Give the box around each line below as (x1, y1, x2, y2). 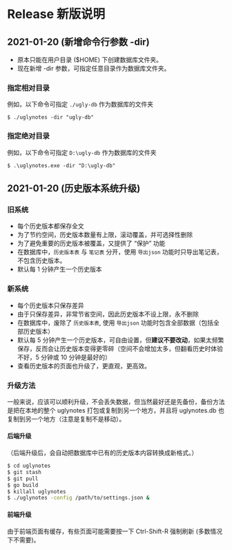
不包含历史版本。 (17, 256, 66, 265)
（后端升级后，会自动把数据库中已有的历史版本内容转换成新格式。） (7, 448, 198, 457)
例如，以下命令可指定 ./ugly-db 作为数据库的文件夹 (7, 100, 154, 108)
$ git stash (7, 468, 41, 475)
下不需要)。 (7, 535, 40, 544)
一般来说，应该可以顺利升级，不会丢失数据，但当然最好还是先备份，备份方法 (7, 397, 225, 406)
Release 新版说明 (7, 6, 106, 22)
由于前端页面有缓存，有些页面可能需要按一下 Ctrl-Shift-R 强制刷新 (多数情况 (7, 527, 223, 535)
